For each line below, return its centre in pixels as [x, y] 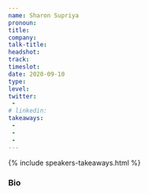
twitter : [22, 96]
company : [22, 37]
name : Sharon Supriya [44, 15]
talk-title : [28, 45]
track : [19, 60]
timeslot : [24, 67]
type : [17, 81]
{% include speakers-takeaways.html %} [75, 162]
